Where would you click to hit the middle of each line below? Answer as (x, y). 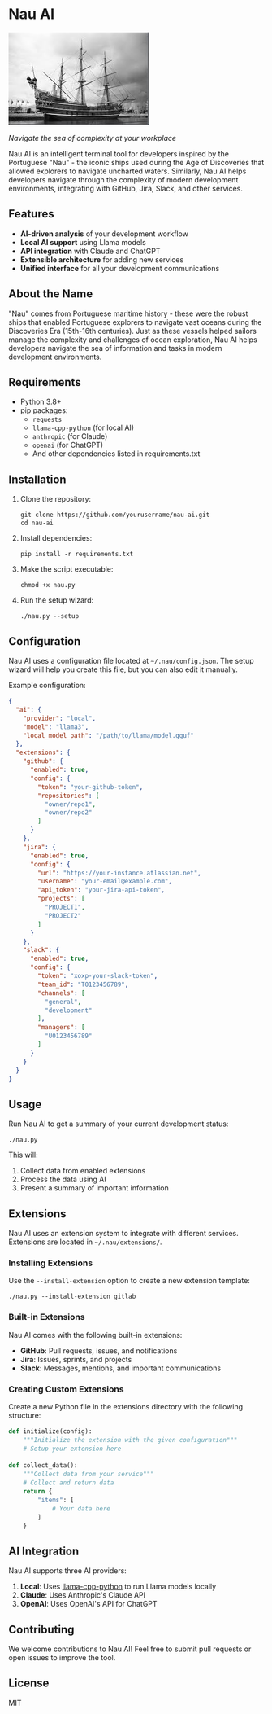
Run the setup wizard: (57, 600)
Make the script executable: (67, 569)
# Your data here (81, 1508)
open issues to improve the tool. (62, 1658)
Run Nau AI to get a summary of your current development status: (119, 1124)
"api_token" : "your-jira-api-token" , (101, 890)
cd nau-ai (37, 523)
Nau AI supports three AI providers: (68, 1571)
